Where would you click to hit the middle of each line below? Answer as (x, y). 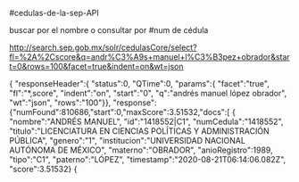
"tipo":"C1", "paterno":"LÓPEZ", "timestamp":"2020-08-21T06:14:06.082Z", (148, 159)
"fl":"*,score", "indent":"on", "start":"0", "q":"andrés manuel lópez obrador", (148, 93)
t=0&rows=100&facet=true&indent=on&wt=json (96, 66)
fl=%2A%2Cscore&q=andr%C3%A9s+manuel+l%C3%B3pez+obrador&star (149, 57)
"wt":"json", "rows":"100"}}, (60, 103)
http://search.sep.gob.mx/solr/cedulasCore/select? (104, 47)
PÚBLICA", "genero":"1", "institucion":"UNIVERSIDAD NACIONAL (127, 141)
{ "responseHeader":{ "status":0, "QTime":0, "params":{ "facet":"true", (139, 83)
